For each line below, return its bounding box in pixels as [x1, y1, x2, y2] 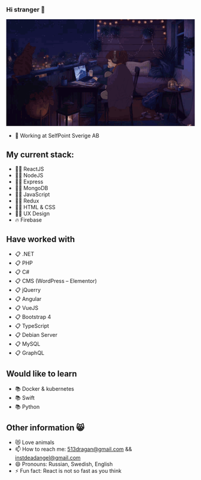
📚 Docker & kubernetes [14, 385, 75, 392]
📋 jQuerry [14, 286, 41, 293]
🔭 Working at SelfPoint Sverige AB [14, 132, 100, 140]
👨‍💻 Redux [14, 197, 39, 204]
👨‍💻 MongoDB [14, 185, 48, 192]
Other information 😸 [6, 422, 85, 433]
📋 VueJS [14, 304, 39, 311]
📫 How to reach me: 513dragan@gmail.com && [14, 445, 133, 452]
